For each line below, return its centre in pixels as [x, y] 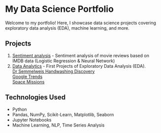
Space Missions [28, 82]
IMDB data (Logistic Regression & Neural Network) [64, 61]
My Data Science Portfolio [60, 9]
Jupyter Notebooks [32, 120]
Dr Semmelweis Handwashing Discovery [53, 71]
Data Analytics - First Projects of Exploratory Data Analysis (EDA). [79, 66]
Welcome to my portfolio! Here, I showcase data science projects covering [81, 23]
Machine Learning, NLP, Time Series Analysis [58, 125]
